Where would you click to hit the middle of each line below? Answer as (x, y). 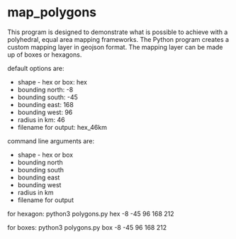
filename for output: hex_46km (62, 127)
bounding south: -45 (47, 97)
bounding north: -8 (45, 89)
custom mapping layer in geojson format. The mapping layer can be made (115, 47)
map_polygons (52, 12)
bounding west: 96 (45, 112)
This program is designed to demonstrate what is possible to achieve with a (118, 32)
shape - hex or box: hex (52, 82)
